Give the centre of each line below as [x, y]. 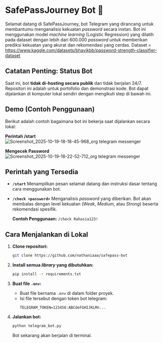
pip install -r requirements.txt [47, 274]
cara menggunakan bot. [37, 189]
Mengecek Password [27, 151]
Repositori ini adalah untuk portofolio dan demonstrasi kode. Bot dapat [77, 88]
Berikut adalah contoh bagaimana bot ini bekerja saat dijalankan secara [78, 121]
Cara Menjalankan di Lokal [47, 235]
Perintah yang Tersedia [42, 171]
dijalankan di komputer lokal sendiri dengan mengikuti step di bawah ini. [79, 93]
